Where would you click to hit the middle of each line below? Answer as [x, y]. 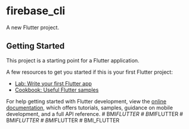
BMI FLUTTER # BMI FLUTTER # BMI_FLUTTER [63, 120]
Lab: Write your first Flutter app [53, 83]
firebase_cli [36, 11]
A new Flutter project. [33, 27]
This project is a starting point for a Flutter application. [73, 60]
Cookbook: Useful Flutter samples [57, 90]
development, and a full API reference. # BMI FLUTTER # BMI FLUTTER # [95, 114]
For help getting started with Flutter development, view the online [86, 101]
